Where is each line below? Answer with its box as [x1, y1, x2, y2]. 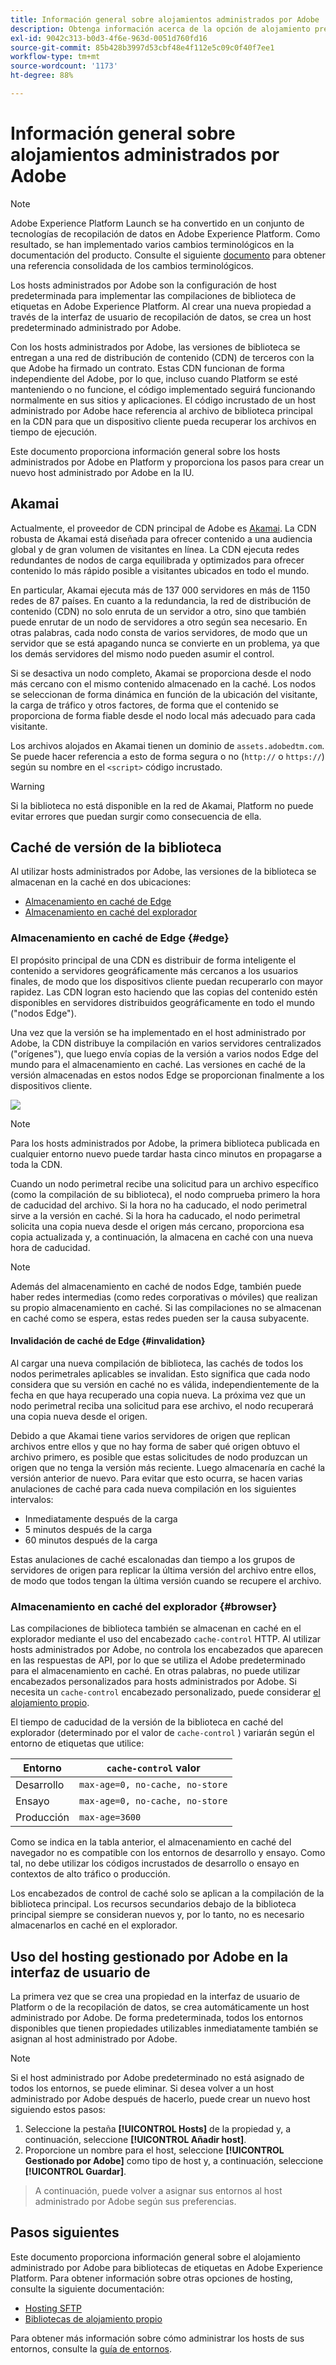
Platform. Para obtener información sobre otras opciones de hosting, [10, 2272, 293, 2284]
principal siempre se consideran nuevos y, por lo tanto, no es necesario [10, 1909, 305, 1921]
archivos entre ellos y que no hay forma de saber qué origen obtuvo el [10, 1440, 300, 1452]
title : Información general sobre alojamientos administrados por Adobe [10, 14, 320, 25]
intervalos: [10, 1493, 54, 1505]
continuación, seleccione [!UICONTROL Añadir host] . [24, 2134, 247, 2146]
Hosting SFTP [24, 2302, 82, 2314]
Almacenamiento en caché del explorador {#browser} [10, 1599, 278, 1613]
